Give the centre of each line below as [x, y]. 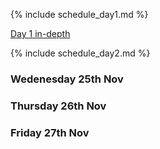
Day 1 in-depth [40, 33]
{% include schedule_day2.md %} [80, 53]
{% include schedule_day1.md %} [79, 14]
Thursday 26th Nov [58, 106]
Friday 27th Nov [50, 132]
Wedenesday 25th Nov [67, 79]
